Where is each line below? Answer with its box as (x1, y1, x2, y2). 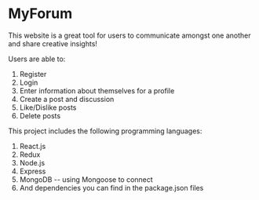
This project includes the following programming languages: (8, 126, 202, 136)
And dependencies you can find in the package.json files (19, 183, 204, 192)
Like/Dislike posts (19, 103, 77, 112)
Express (19, 166, 46, 176)
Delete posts (19, 111, 61, 120)
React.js (19, 141, 46, 151)
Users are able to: (8, 54, 66, 64)
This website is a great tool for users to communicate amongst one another (8, 31, 251, 40)
